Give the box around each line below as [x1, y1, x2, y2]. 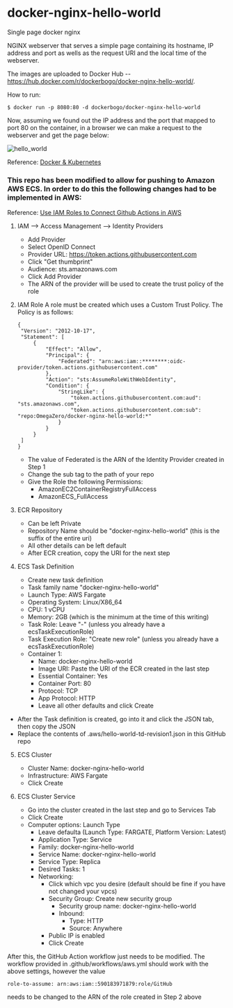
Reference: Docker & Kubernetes [7, 158, 102, 166]
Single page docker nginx [7, 28, 81, 36]
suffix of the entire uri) [27, 534, 93, 543]
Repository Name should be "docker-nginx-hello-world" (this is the [27, 527, 220, 535]
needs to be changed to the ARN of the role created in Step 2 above [7, 993, 202, 1001]
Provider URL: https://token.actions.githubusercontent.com [27, 250, 197, 259]
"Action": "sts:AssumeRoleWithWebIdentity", [45, 376, 177, 383]
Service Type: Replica [38, 858, 101, 866]
